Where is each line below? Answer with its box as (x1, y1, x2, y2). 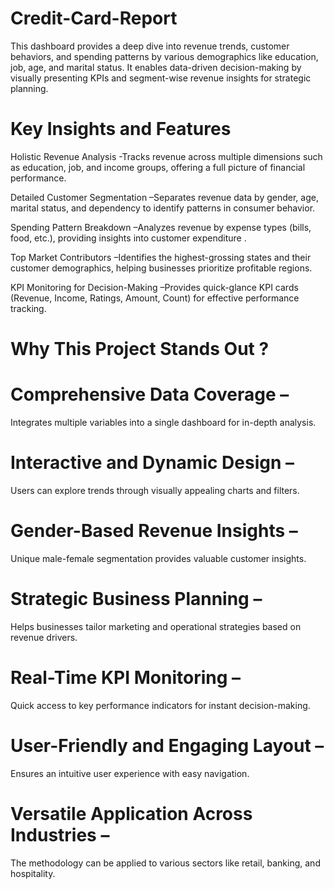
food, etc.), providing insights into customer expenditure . (10, 232, 247, 244)
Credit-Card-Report (10, 7, 178, 30)
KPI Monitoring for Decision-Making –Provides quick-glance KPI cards (10, 281, 299, 293)
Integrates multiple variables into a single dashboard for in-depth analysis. (10, 417, 317, 428)
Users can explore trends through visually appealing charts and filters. (10, 484, 300, 496)
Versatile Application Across (10, 802, 253, 825)
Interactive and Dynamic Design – (10, 452, 295, 474)
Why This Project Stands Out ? (10, 338, 270, 361)
